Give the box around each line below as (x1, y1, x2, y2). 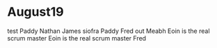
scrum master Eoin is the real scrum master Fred (7, 34, 147, 42)
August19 (7, 4, 64, 20)
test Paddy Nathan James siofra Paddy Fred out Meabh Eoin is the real (7, 27, 210, 35)
